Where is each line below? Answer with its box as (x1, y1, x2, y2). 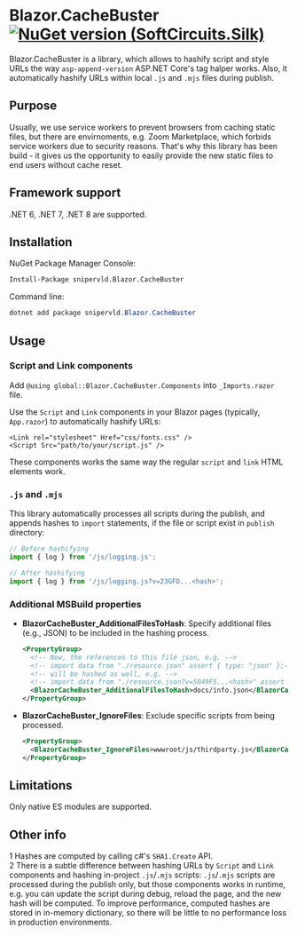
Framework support (9, 186, 121, 201)
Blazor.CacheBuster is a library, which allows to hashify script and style (9, 53, 270, 64)
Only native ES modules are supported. (9, 801, 152, 813)
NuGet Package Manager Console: (9, 258, 136, 269)
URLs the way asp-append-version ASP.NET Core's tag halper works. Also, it (9, 63, 287, 74)
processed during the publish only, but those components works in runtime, (9, 879, 286, 890)
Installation (9, 234, 73, 250)
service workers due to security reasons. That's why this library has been (9, 140, 277, 151)
